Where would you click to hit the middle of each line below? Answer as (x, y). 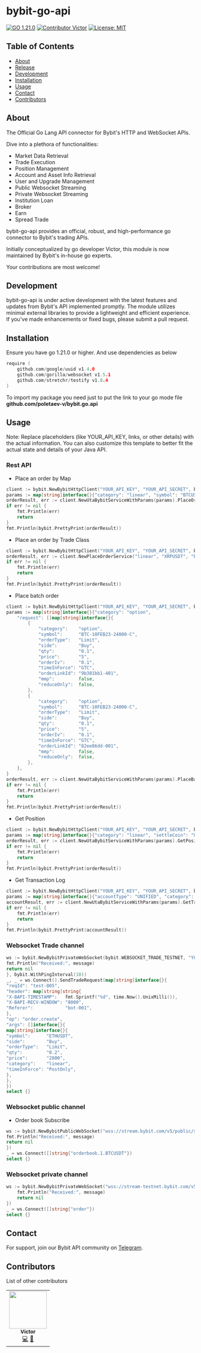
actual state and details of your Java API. (57, 450)
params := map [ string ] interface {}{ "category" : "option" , (79, 612)
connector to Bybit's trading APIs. (48, 237)
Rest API (19, 465)
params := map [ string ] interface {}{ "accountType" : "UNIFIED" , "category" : (100, 897)
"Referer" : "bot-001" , (49, 1008)
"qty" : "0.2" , (34, 1053)
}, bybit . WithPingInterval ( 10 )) (46, 975)
